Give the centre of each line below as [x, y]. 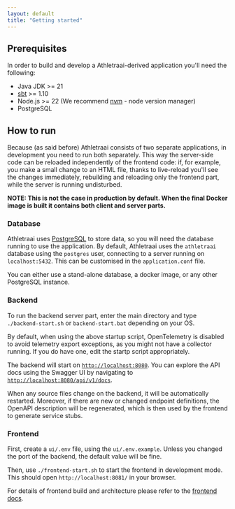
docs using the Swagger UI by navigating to [70, 372]
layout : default [31, 14]
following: [21, 73]
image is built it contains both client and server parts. [86, 206]
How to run [32, 130]
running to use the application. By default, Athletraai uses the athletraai [112, 246]
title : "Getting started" [45, 20]
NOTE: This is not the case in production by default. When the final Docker [117, 198]
